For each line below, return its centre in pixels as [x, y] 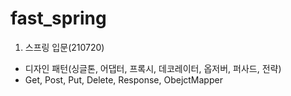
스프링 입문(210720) [64, 47]
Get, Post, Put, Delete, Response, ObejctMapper [123, 79]
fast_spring [58, 18]
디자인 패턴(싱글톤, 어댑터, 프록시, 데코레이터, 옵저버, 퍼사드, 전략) [153, 68]
